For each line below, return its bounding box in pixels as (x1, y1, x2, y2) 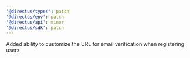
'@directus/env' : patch (6, 14, 65, 20)
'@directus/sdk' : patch (6, 24, 65, 31)
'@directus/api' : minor (6, 19, 65, 25)
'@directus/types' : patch (6, 8, 69, 14)
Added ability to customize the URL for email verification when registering (6, 41, 185, 48)
